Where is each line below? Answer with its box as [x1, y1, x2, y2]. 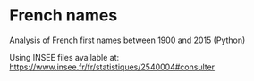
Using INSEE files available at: [9, 52, 119, 62]
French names [9, 5, 118, 26]
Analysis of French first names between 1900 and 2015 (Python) [9, 35, 246, 45]
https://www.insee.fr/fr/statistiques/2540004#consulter [9, 61, 216, 72]
